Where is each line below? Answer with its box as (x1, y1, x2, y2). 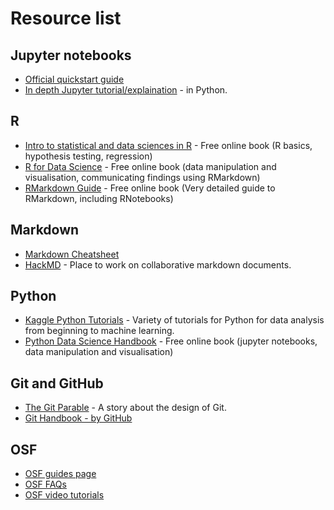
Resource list (10, 7, 122, 30)
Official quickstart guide (24, 73, 125, 85)
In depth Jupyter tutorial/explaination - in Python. (24, 84, 228, 96)
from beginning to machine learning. (24, 325, 175, 337)
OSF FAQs (24, 478, 67, 491)
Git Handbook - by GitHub (24, 412, 133, 424)
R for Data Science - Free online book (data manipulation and (24, 160, 277, 172)
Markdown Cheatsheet (24, 248, 120, 260)
